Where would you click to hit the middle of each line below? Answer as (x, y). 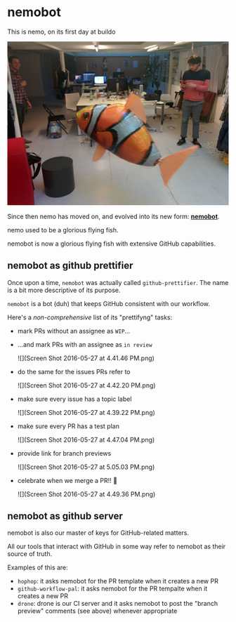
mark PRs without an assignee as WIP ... (74, 331)
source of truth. (30, 554)
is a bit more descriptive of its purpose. (64, 290)
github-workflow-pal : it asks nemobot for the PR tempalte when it (112, 589)
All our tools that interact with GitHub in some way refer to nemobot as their (117, 547)
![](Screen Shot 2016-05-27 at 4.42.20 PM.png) (86, 385)
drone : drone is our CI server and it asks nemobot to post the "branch (118, 604)
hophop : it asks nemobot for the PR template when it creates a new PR (118, 581)
